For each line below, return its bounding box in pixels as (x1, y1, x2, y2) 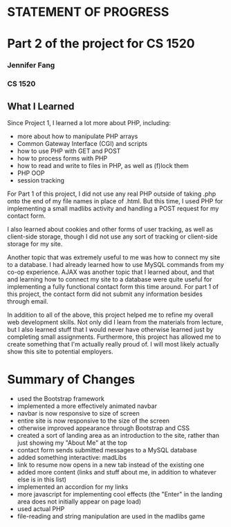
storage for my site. (7, 240, 63, 248)
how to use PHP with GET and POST (17, 147, 121, 156)
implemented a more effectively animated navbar (17, 402, 158, 410)
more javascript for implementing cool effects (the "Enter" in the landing (17, 490, 223, 498)
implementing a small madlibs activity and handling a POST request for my (7, 205, 219, 213)
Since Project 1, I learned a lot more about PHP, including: (7, 119, 171, 127)
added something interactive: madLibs (17, 453, 127, 461)
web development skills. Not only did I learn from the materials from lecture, (7, 318, 223, 326)
